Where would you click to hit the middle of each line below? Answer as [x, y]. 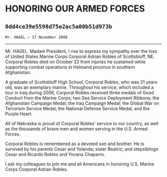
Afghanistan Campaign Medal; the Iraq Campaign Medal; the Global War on [82, 103]
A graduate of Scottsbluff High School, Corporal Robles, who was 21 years [81, 82]
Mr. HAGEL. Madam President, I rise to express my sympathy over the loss [81, 51]
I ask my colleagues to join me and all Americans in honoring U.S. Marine [80, 164]
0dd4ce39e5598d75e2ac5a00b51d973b [59, 26]
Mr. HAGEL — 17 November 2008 [37, 37]
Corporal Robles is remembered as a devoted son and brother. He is [75, 144]
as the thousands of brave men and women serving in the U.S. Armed [77, 129]
